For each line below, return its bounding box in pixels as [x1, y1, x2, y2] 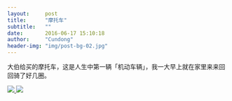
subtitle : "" [7, 23, 52, 30]
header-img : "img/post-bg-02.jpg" [7, 42, 109, 49]
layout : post [7, 10, 58, 17]
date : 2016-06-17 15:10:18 [7, 29, 105, 37]
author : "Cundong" [7, 36, 74, 43]
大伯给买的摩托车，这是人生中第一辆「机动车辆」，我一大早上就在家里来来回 [7, 63, 226, 70]
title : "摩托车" [7, 17, 67, 24]
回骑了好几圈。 [7, 71, 50, 79]
